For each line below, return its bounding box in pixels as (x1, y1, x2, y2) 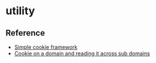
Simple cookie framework (14, 43, 78, 51)
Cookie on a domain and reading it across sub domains (14, 50, 150, 57)
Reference (5, 28, 45, 38)
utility (5, 4, 35, 18)
